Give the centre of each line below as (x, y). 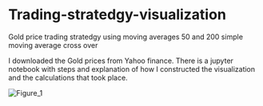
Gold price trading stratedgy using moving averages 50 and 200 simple (126, 37)
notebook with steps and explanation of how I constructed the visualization (132, 69)
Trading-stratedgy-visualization (117, 15)
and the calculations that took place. (68, 77)
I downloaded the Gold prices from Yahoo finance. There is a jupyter (121, 61)
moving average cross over (53, 45)
